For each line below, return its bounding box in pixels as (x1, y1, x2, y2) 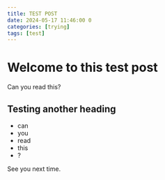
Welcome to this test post (7, 60, 158, 75)
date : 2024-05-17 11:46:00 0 (7, 17, 92, 24)
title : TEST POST (7, 10, 58, 17)
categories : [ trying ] (7, 23, 70, 30)
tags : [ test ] (7, 29, 45, 37)
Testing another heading (7, 103, 116, 115)
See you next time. (7, 165, 61, 173)
